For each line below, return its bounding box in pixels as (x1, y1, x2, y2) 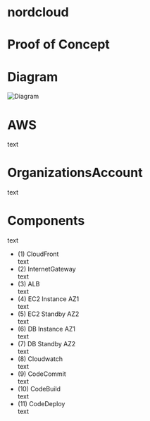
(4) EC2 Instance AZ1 (17, 295, 80, 303)
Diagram (7, 68, 58, 85)
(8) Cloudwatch (17, 355, 63, 363)
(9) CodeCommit (17, 370, 67, 378)
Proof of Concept (7, 37, 111, 53)
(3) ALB (17, 280, 40, 288)
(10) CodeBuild (17, 385, 61, 393)
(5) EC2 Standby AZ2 (17, 310, 80, 318)
